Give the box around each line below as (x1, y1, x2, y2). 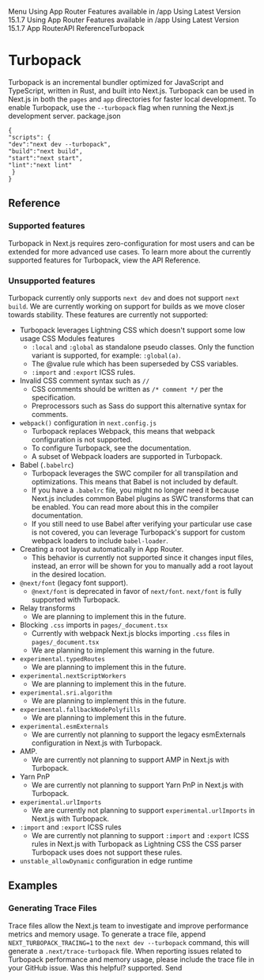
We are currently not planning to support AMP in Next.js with (31, 755, 229, 764)
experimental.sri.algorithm (19, 689, 112, 697)
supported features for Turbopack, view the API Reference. (8, 255, 201, 265)
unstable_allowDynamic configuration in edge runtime (19, 856, 194, 865)
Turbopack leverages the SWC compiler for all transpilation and (31, 468, 239, 478)
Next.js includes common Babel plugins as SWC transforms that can (31, 493, 255, 503)
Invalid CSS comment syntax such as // (19, 376, 150, 385)
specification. (31, 392, 77, 402)
